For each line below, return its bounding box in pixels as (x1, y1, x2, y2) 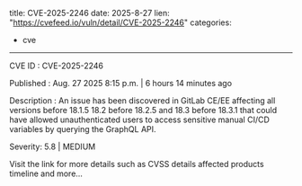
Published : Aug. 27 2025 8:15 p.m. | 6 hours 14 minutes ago (9, 78, 232, 88)
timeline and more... (9, 168, 84, 179)
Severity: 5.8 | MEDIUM (9, 141, 96, 152)
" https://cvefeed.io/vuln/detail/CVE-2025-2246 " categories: (9, 17, 232, 28)
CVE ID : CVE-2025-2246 (9, 60, 104, 71)
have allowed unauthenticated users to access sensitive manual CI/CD (9, 114, 270, 125)
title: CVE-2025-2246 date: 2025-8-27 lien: (9, 8, 170, 18)
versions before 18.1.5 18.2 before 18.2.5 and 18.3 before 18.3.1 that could (9, 105, 278, 115)
